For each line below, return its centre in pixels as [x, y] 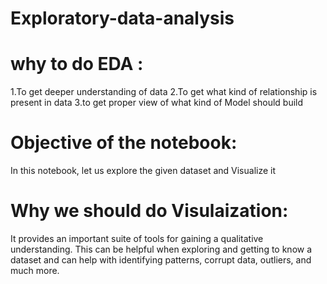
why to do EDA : [77, 64]
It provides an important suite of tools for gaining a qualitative [137, 238]
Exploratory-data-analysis [122, 18]
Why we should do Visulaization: [149, 211]
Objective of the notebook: [124, 143]
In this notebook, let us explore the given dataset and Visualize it [143, 171]
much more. [35, 270]
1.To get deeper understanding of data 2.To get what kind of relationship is [164, 92]
